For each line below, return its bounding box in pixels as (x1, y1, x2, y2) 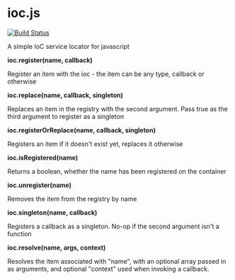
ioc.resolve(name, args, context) (7, 243, 106, 252)
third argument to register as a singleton (7, 112, 125, 121)
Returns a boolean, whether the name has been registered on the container (7, 167, 227, 175)
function (7, 229, 32, 238)
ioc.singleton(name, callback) (7, 208, 98, 217)
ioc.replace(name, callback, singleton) (7, 91, 124, 99)
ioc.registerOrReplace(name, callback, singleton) (7, 125, 156, 134)
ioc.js (7, 5, 40, 21)
